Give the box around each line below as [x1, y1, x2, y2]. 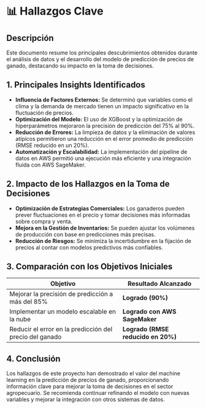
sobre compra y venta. [15, 217, 72, 225]
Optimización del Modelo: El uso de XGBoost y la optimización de [15, 115, 183, 122]
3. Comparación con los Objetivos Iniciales [6, 261, 173, 272]
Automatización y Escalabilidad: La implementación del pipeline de [15, 148, 188, 156]
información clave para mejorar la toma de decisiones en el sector [6, 383, 174, 390]
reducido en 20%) [122, 332, 177, 341]
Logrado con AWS [122, 307, 177, 316]
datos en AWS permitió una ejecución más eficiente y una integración [15, 154, 191, 162]
